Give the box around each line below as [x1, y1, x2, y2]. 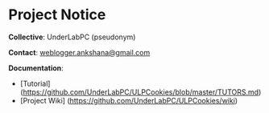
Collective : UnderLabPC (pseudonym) [8, 32, 136, 42]
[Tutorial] [19, 79, 51, 88]
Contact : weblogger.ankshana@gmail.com [8, 47, 151, 57]
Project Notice [8, 6, 106, 24]
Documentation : [8, 63, 64, 73]
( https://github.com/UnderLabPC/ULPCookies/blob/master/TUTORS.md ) [19, 87, 262, 97]
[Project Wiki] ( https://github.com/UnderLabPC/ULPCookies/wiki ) [19, 95, 238, 105]
